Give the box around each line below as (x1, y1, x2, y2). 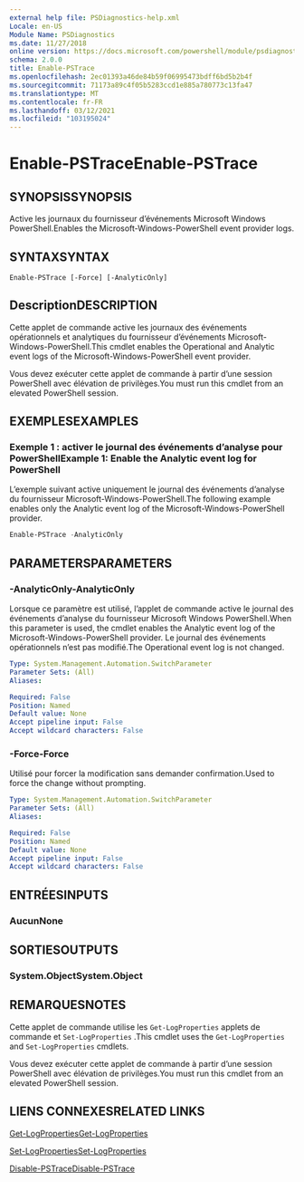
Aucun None (9, 914, 63, 927)
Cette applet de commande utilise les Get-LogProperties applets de (9, 1021, 261, 1033)
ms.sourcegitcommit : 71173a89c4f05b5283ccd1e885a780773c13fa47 (9, 81, 253, 90)
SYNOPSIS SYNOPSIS (9, 189, 133, 205)
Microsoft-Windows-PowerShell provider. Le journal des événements (9, 632, 267, 643)
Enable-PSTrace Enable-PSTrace (9, 153, 259, 174)
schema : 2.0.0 (9, 55, 63, 64)
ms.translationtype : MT (9, 89, 100, 98)
